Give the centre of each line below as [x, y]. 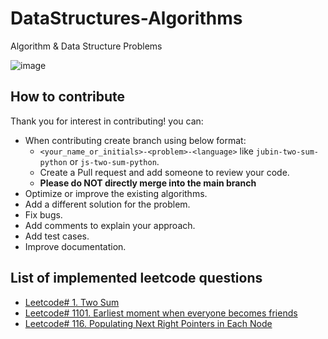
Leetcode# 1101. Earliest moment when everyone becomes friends [161, 313]
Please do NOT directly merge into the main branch [148, 183]
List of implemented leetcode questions [136, 278]
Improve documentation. [75, 246]
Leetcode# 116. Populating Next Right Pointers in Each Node [148, 323]
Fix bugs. [43, 214]
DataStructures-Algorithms [126, 18]
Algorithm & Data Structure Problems [86, 46]
